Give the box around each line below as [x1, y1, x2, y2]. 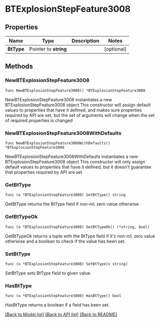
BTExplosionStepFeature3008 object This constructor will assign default [5, 102, 151, 108]
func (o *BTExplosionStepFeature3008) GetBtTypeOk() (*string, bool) [5, 224, 150, 230]
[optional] [104, 46, 127, 52]
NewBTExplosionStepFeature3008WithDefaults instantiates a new [5, 153, 138, 160]
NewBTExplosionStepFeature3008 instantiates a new [5, 96, 113, 102]
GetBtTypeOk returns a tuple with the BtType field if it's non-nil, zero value [5, 233, 155, 239]
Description [71, 38, 99, 44]
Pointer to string [29, 46, 67, 52]
